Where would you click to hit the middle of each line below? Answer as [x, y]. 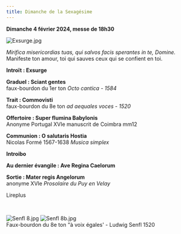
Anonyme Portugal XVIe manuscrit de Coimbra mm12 [72, 124]
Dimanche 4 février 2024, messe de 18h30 [61, 29]
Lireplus [16, 195]
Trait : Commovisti [30, 100]
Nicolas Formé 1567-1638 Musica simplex [58, 142]
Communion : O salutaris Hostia [46, 136]
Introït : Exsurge [27, 70]
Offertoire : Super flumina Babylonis [52, 118]
